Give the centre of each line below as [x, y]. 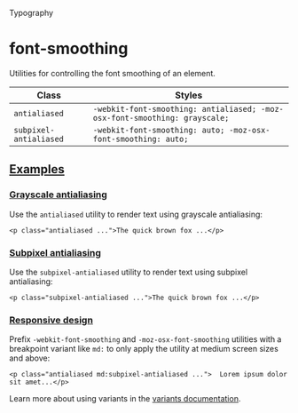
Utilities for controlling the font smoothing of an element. [112, 73]
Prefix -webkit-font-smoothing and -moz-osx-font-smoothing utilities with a [145, 339]
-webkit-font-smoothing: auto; [159, 130]
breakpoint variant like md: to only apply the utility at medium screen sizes [144, 349]
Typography [31, 13]
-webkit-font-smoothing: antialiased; [175, 109]
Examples [37, 169]
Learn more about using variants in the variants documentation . [125, 399]
